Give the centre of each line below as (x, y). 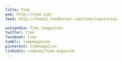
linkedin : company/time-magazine (40, 51)
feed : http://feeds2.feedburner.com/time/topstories (61, 19)
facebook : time (21, 37)
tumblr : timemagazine (28, 42)
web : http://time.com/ (29, 14)
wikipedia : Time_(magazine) (34, 28)
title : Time (17, 10)
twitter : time (20, 33)
